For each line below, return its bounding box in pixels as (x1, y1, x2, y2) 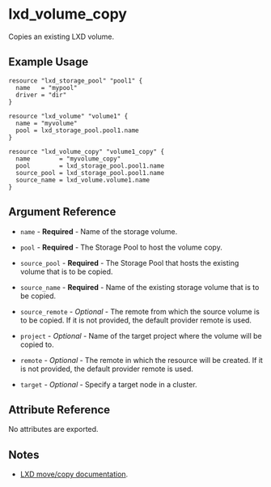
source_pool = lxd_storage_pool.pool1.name (15, 169, 164, 177)
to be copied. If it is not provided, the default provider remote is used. (19, 315, 252, 325)
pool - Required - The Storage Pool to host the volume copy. (19, 242, 222, 252)
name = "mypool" (15, 83, 78, 92)
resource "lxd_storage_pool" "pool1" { (8, 76, 143, 85)
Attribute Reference (8, 403, 111, 417)
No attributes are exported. (8, 425, 99, 434)
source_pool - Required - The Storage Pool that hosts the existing (19, 258, 239, 267)
